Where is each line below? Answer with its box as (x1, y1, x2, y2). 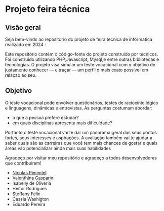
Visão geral (5, 23, 41, 32)
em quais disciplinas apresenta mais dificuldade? (12, 120, 113, 126)
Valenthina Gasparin (12, 175, 54, 181)
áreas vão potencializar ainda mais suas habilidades (5, 145, 111, 151)
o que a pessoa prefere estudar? (12, 114, 79, 120)
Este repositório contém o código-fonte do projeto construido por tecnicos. (5, 51, 158, 57)
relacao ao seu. (5, 72, 37, 78)
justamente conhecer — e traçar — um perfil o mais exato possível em (5, 67, 148, 73)
